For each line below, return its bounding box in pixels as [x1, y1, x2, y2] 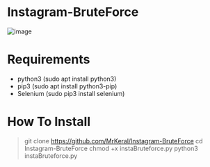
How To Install [7, 114, 91, 129]
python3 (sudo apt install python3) [17, 74, 117, 83]
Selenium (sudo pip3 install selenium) [17, 89, 125, 97]
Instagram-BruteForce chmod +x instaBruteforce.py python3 [24, 144, 198, 152]
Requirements [7, 51, 90, 67]
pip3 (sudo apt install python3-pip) [17, 81, 118, 90]
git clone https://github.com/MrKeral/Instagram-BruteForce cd [24, 136, 203, 145]
